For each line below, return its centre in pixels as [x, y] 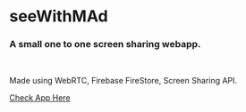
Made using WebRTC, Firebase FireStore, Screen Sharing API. [123, 81]
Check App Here [40, 98]
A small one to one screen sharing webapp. [105, 44]
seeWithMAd [59, 16]
